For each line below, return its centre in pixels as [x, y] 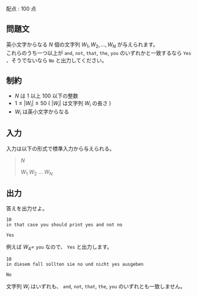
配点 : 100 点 [21, 9]
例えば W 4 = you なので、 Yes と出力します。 [59, 248]
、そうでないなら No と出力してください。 [57, 60]
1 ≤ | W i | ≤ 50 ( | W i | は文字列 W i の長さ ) [63, 104]
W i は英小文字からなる [42, 113]
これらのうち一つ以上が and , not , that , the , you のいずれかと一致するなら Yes [99, 53]
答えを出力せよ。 [27, 209]
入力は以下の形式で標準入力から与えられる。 [60, 148]
